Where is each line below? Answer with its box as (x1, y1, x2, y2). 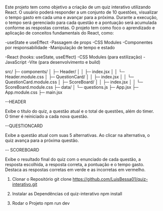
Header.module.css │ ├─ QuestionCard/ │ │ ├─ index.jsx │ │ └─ (5, 74, 134, 79)
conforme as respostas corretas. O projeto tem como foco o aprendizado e (5, 25, 155, 31)
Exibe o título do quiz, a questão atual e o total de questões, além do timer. (5, 108, 154, 114)
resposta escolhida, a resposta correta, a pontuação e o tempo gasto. (5, 162, 145, 167)
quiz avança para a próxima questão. (5, 137, 79, 143)
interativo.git (12, 181, 37, 187)
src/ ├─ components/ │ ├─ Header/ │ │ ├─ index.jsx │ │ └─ (5, 69, 125, 75)
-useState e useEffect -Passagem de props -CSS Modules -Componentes (5, 39, 153, 45)
